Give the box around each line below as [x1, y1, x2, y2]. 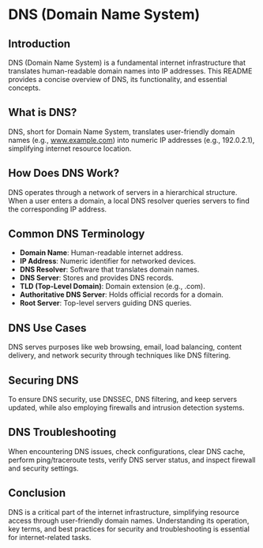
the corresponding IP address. [8, 204, 107, 214]
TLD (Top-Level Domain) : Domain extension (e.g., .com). [19, 282, 205, 291]
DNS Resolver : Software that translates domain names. [19, 265, 200, 274]
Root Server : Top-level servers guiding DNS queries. [19, 298, 192, 308]
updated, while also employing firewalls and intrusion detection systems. [8, 403, 245, 412]
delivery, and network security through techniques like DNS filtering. [8, 351, 231, 360]
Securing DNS [8, 373, 79, 387]
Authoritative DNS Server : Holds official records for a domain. [19, 290, 224, 299]
